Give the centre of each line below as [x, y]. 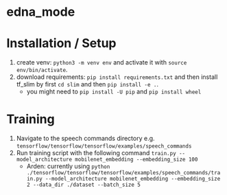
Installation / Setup [61, 44]
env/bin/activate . [42, 70]
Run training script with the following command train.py [96, 153]
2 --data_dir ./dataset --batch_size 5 [84, 185]
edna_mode [41, 12]
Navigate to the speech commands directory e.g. [85, 139]
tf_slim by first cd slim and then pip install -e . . [87, 84]
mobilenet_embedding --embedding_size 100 [136, 160]
